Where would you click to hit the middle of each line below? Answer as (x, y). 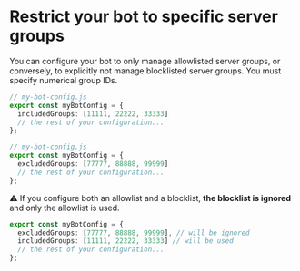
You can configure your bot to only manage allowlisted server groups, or (145, 61)
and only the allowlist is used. (65, 208)
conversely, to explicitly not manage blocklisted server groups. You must (145, 71)
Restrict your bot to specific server (144, 17)
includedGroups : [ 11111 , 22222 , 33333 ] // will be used (125, 241)
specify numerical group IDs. (64, 80)
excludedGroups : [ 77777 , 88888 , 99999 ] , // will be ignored (134, 233)
